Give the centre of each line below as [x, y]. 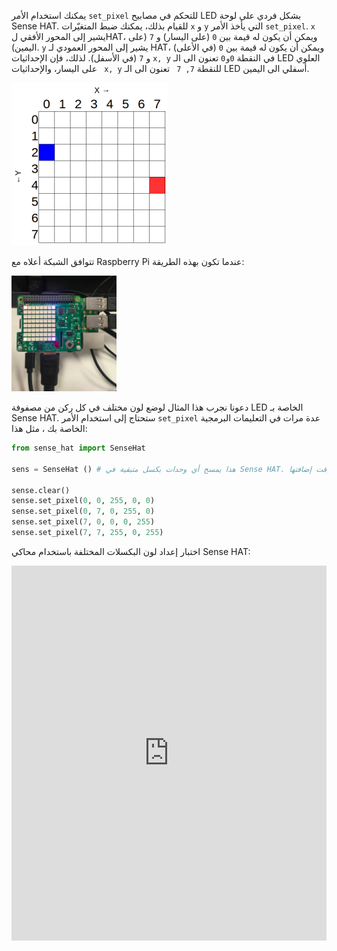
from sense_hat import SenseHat [78, 448]
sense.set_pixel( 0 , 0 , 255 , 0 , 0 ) [83, 501]
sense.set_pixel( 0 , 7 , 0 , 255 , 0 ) [83, 511]
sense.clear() [41, 490]
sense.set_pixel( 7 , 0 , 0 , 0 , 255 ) [83, 522]
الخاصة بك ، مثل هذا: [49, 428]
